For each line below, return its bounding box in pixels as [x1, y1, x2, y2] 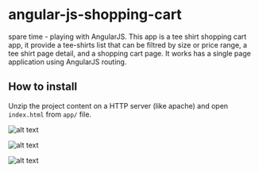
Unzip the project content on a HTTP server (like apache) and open [8, 101, 229, 110]
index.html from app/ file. [8, 109, 92, 119]
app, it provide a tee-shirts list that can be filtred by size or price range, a [8, 40, 248, 49]
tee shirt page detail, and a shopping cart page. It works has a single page [8, 48, 252, 58]
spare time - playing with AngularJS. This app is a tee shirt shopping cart [8, 32, 247, 41]
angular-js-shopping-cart [8, 6, 183, 24]
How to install [8, 80, 78, 94]
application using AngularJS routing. [8, 57, 127, 67]
